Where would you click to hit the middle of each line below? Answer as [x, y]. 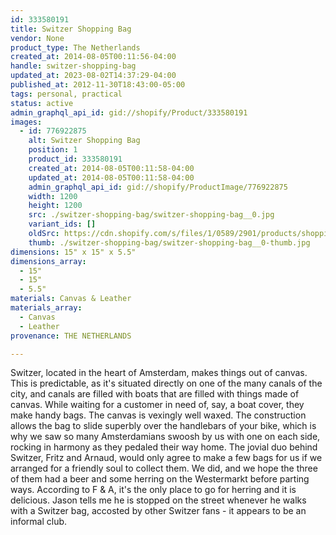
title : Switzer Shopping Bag [71, 29]
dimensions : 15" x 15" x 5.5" [73, 252]
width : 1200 [53, 196]
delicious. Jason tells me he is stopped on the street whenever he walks [158, 500]
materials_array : [46, 308]
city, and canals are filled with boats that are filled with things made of [155, 394]
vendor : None [37, 38]
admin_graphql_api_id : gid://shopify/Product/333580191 [129, 112]
